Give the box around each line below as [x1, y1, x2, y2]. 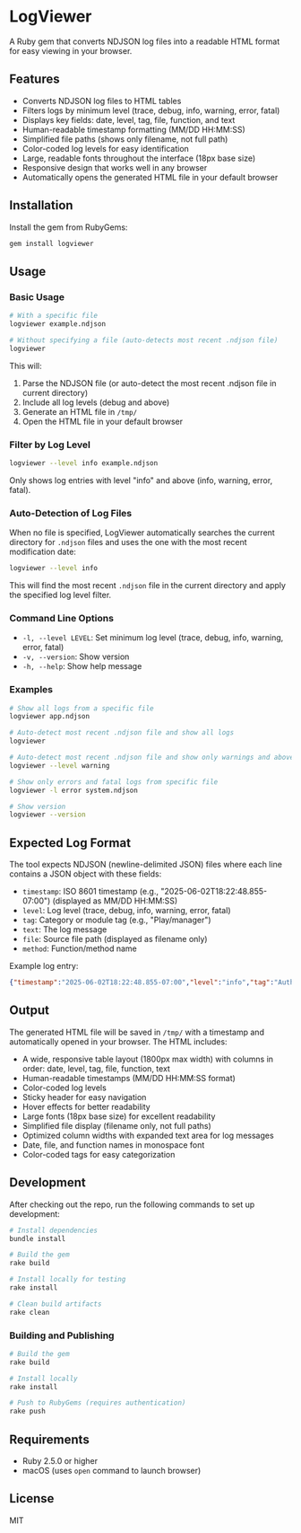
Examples [9, 683, 54, 696]
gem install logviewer [9, 239, 94, 248]
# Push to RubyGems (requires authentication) [9, 1398, 186, 1407]
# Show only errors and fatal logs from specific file [9, 777, 219, 787]
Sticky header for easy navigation [21, 1091, 147, 1102]
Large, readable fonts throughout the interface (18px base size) [21, 153, 256, 163]
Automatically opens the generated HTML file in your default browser [21, 172, 279, 182]
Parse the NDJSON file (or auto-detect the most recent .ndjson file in [21, 377, 277, 388]
